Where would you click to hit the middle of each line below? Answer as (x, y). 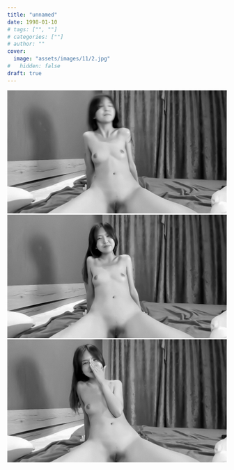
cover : (17, 51)
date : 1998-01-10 (32, 22)
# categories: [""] (36, 37)
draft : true (24, 73)
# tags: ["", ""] (32, 29)
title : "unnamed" (32, 15)
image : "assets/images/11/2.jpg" (62, 59)
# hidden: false (34, 66)
